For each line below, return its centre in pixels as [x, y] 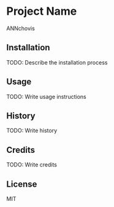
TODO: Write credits [32, 165]
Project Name [42, 11]
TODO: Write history [32, 131]
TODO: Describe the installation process [57, 62]
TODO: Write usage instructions [47, 96]
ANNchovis [21, 28]
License [22, 184]
